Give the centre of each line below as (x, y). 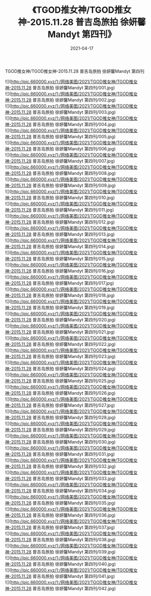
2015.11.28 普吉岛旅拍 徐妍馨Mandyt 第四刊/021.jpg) (63, 332)
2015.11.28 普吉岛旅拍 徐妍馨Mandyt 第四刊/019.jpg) (63, 307)
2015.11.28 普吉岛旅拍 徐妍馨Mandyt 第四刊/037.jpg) (63, 527)
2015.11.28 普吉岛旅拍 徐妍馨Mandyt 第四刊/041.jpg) (63, 576)
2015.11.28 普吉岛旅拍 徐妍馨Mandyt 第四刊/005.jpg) (63, 136)
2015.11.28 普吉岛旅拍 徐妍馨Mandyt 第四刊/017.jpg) (63, 283)
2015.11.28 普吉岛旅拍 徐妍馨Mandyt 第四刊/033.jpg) (63, 478)
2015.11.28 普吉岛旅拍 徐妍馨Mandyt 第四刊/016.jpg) (63, 271)
